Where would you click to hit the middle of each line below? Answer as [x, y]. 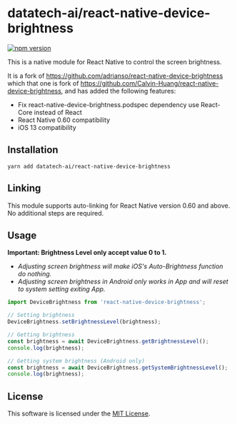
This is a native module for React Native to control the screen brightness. [115, 61]
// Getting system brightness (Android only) [76, 361]
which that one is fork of [43, 83]
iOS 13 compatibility [47, 127]
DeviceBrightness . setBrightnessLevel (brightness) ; [84, 322]
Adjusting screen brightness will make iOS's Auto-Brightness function [120, 266]
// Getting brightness [41, 335]
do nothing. [35, 274]
